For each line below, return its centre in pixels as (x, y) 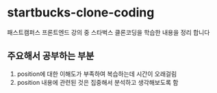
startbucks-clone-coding (81, 13)
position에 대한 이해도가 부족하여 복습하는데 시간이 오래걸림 (97, 74)
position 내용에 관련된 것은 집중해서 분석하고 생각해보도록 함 (98, 82)
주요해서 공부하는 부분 (51, 56)
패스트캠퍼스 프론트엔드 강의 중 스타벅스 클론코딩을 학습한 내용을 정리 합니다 (108, 32)
